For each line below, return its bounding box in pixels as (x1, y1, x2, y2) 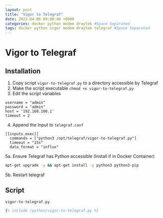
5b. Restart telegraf (5, 172, 45, 178)
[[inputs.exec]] (5, 132, 39, 137)
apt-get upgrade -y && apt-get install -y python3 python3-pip (5, 163, 139, 168)
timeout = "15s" (9, 140, 43, 145)
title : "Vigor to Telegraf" (5, 12, 64, 17)
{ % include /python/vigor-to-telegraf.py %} (5, 208, 99, 213)
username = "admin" (5, 100, 46, 105)
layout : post (5, 7, 32, 12)
